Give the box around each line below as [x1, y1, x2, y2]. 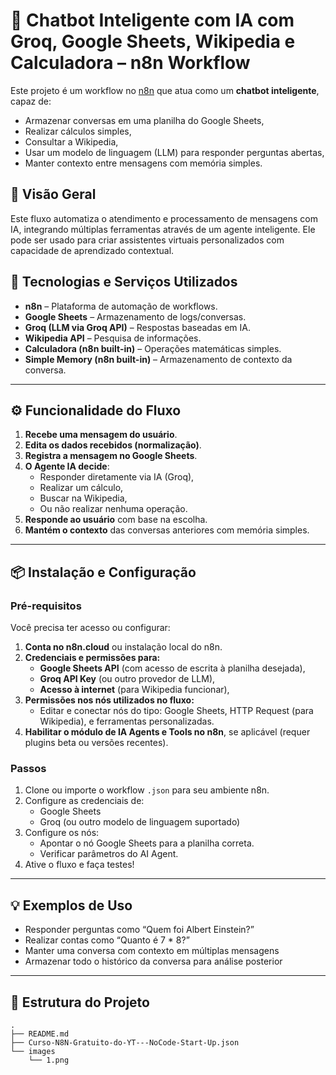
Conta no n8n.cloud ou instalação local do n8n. [24, 641, 223, 653]
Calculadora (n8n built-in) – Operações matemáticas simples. [24, 342, 282, 354]
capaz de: [10, 95, 52, 107]
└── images [10, 1046, 56, 1056]
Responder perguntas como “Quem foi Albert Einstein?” [24, 924, 255, 936]
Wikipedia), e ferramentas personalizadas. [39, 715, 215, 728]
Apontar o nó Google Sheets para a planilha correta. [39, 837, 255, 849]
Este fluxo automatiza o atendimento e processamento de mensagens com [10, 212, 318, 224]
